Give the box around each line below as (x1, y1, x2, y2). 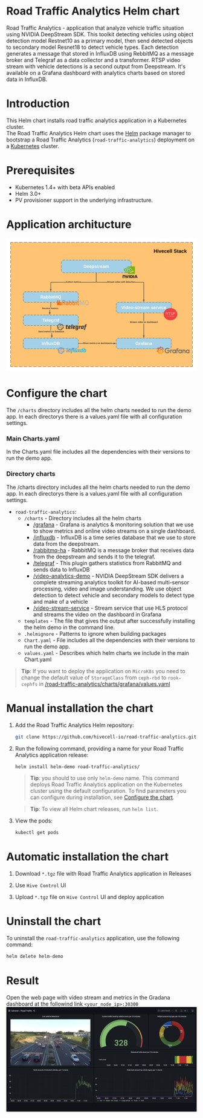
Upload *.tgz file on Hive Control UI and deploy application (14, 893, 164, 901)
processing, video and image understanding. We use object (33, 585, 182, 592)
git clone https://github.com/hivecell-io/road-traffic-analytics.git (14, 734, 197, 740)
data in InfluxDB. (6, 76, 48, 83)
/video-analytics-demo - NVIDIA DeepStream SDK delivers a (33, 572, 184, 580)
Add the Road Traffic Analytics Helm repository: (14, 721, 134, 729)
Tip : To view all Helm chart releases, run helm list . (30, 806, 158, 813)
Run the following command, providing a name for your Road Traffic (14, 745, 184, 752)
